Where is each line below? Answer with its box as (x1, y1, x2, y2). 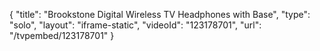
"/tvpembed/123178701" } (9, 30, 115, 41)
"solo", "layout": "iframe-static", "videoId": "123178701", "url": (9, 19, 262, 31)
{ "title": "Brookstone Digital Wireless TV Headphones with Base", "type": (9, 9, 311, 20)
